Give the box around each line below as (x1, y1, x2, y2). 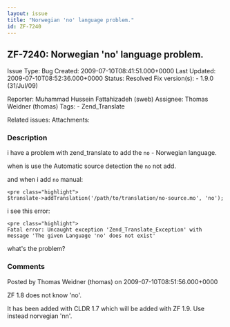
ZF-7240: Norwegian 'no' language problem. (7, 48, 204, 60)
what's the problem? (7, 245, 66, 253)
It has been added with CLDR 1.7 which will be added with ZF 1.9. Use (7, 304, 205, 312)
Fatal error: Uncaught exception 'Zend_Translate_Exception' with (7, 226, 202, 234)
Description (7, 133, 48, 142)
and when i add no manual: (7, 176, 84, 184)
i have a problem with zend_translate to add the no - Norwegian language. (7, 149, 217, 157)
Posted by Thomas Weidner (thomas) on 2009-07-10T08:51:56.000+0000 (7, 277, 218, 286)
